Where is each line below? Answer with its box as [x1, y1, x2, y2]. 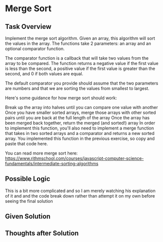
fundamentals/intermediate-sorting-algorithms [5, 161, 99, 166]
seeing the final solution [5, 198, 53, 204]
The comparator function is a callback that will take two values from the [5, 55, 149, 61]
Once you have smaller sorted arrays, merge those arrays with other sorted [5, 110, 156, 115]
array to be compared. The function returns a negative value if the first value [5, 61, 159, 66]
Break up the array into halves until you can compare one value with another [5, 105, 158, 110]
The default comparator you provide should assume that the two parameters [5, 80, 159, 86]
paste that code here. [5, 141, 48, 147]
